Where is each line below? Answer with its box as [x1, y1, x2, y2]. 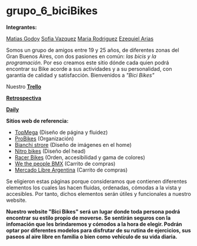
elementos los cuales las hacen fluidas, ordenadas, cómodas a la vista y [6, 184, 182, 191]
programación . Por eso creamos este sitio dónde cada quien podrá [6, 59, 169, 66]
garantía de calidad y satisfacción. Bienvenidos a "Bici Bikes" [6, 71, 155, 78]
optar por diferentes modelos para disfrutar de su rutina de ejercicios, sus [6, 227, 191, 234]
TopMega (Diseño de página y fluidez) [14, 129, 108, 136]
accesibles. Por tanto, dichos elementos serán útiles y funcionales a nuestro [6, 190, 192, 197]
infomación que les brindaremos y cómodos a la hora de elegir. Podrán [6, 220, 182, 228]
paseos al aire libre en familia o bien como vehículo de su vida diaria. [6, 233, 178, 240]
